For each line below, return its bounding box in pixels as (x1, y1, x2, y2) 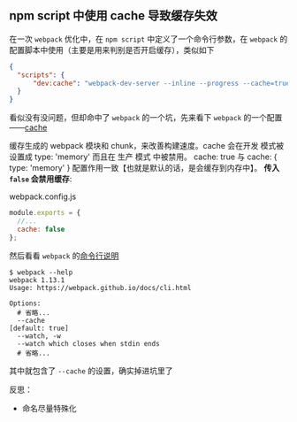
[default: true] (9, 324, 69, 333)
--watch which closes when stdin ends (17, 339, 161, 348)
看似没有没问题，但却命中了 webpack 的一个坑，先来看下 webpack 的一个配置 (9, 112, 283, 123)
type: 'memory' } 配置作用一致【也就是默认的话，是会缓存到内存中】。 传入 (9, 163, 280, 173)
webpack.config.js (9, 191, 77, 202)
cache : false (17, 225, 65, 234)
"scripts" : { (17, 70, 65, 80)
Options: (9, 299, 42, 308)
